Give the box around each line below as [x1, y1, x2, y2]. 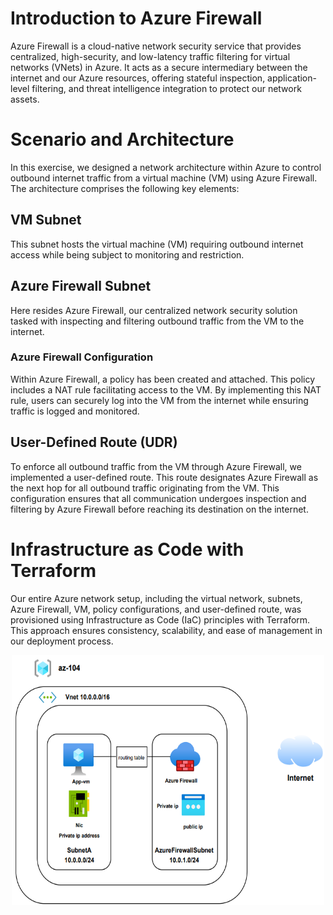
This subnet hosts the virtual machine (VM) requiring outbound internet [10, 238, 304, 250]
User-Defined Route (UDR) [10, 434, 178, 451]
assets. [10, 93, 40, 105]
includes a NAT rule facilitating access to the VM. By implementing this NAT [10, 383, 322, 396]
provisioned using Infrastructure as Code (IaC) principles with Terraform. [10, 613, 311, 626]
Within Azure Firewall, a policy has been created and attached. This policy [10, 373, 316, 385]
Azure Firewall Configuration [10, 350, 154, 364]
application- [267, 72, 317, 84]
